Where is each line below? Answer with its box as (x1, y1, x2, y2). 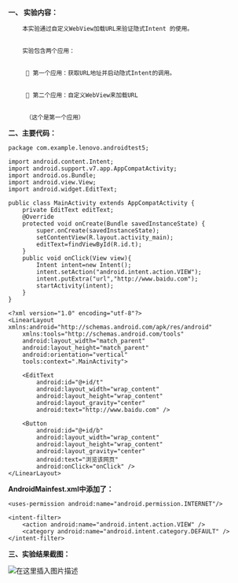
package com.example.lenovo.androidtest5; (8, 144, 149, 152)
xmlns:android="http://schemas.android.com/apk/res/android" (8, 323, 213, 331)
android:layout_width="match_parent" (22, 337, 146, 345)
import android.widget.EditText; (8, 185, 118, 193)
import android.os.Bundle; (8, 172, 97, 180)
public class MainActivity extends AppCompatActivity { (8, 199, 195, 207)
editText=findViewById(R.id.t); (36, 240, 143, 248)
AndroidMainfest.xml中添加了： (8, 485, 114, 493)
